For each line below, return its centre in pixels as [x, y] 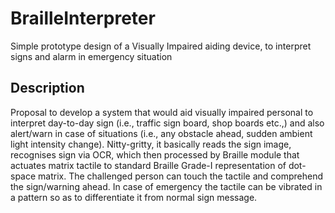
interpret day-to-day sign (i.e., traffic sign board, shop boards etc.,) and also [167, 123]
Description [47, 88]
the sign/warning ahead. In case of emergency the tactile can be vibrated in [166, 186]
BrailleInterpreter [83, 18]
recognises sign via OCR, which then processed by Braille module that [155, 154]
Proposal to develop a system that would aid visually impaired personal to [162, 112]
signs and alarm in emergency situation [91, 56]
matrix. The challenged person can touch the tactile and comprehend [181, 176]
